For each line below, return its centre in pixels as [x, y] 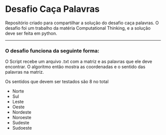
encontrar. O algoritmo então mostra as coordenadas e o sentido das [75, 67]
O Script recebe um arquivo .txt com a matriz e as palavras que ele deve [79, 62]
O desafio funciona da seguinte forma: [52, 50]
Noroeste [22, 118]
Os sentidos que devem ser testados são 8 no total [57, 82]
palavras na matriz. [25, 72]
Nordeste [22, 112]
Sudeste [21, 123]
